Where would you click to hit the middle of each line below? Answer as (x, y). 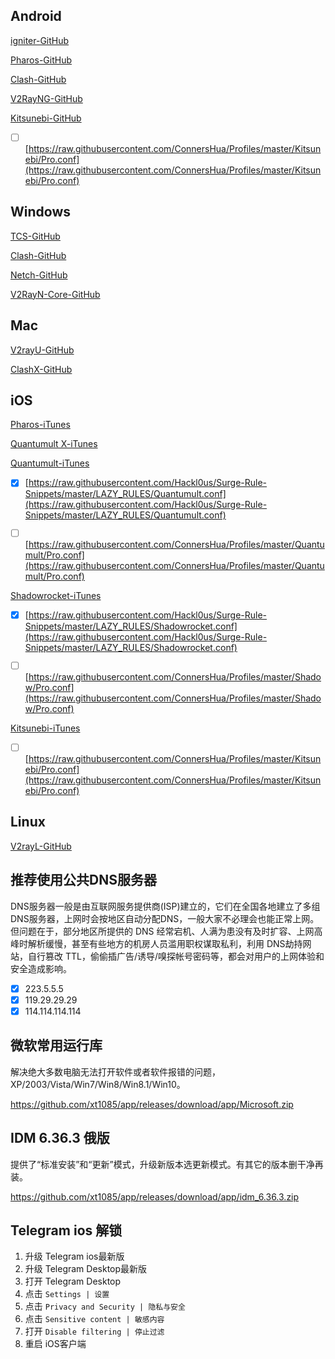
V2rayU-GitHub (42, 350)
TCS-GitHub (35, 236)
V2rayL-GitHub (41, 846)
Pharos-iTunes (40, 425)
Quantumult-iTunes (50, 463)
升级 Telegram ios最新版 (74, 1256)
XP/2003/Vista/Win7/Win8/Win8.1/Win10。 (98, 1084)
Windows (40, 212)
